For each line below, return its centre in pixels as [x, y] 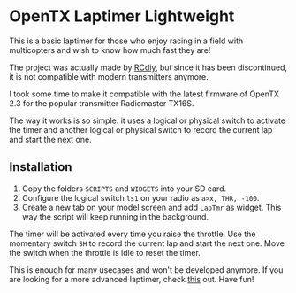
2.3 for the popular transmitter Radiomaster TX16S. [102, 103]
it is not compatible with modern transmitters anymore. [109, 76]
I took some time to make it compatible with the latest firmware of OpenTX [144, 94]
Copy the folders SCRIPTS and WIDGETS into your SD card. [124, 189]
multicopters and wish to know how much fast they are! [110, 50]
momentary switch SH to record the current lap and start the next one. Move [147, 243]
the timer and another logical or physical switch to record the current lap [141, 129]
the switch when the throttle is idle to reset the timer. [105, 252]
